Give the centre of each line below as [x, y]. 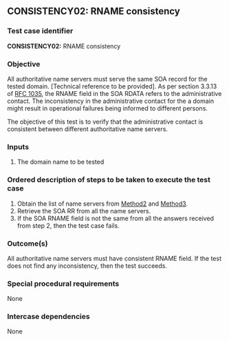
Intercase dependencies [49, 317]
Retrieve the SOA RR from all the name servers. [84, 211]
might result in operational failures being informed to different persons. [108, 108]
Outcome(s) [28, 243]
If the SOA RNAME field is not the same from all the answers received [116, 218]
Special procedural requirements [63, 284]
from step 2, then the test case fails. [68, 225]
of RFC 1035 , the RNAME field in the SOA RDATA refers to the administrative [115, 93]
